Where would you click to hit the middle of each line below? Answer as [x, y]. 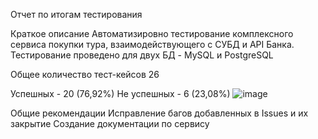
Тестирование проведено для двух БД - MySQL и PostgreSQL [142, 55]
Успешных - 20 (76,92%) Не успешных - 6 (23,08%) [120, 93]
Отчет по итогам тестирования [76, 14]
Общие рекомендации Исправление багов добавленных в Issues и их [159, 113]
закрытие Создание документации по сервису [110, 123]
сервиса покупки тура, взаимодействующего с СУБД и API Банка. [152, 44]
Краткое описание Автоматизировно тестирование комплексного [152, 33]
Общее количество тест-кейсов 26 [85, 74]
